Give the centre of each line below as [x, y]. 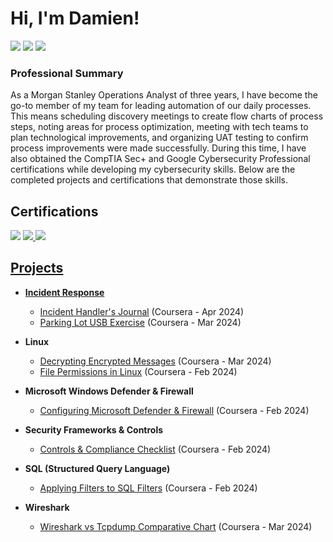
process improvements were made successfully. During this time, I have [158, 148]
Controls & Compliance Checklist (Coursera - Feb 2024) [155, 449]
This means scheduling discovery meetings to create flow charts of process [167, 116]
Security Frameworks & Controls [94, 429]
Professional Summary [67, 73]
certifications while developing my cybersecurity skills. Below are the [153, 169]
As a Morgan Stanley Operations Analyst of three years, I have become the [164, 95]
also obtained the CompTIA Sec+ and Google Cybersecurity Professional [160, 159]
